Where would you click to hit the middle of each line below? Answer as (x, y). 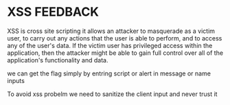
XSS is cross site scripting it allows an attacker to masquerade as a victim (111, 31)
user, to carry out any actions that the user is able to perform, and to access (115, 38)
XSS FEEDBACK (53, 12)
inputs (16, 80)
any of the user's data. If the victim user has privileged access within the (110, 45)
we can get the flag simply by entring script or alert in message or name (109, 73)
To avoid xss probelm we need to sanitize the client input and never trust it (112, 94)
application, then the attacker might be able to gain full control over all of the (115, 53)
